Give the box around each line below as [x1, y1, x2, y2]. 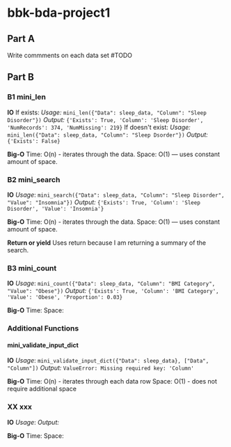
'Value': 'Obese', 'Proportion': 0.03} [7, 294, 123, 301]
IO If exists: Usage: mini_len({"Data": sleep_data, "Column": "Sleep [7, 108, 207, 116]
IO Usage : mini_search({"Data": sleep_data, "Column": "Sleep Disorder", [7, 190, 225, 199]
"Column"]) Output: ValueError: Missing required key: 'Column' [7, 364, 195, 372]
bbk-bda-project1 [7, 5, 111, 21]
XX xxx [7, 402, 33, 412]
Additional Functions [7, 324, 79, 333]
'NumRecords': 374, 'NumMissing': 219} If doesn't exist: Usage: [7, 123, 191, 131]
